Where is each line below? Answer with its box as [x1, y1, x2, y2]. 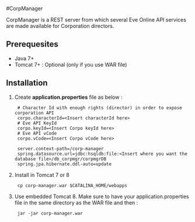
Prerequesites [6, 39, 58, 49]
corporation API [14, 110, 54, 116]
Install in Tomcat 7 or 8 [14, 171, 70, 178]
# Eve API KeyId [17, 120, 57, 126]
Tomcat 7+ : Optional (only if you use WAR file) [14, 61, 127, 68]
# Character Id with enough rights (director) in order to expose [17, 105, 182, 110]
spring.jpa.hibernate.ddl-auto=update [17, 161, 112, 167]
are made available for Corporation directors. [6, 23, 114, 29]
